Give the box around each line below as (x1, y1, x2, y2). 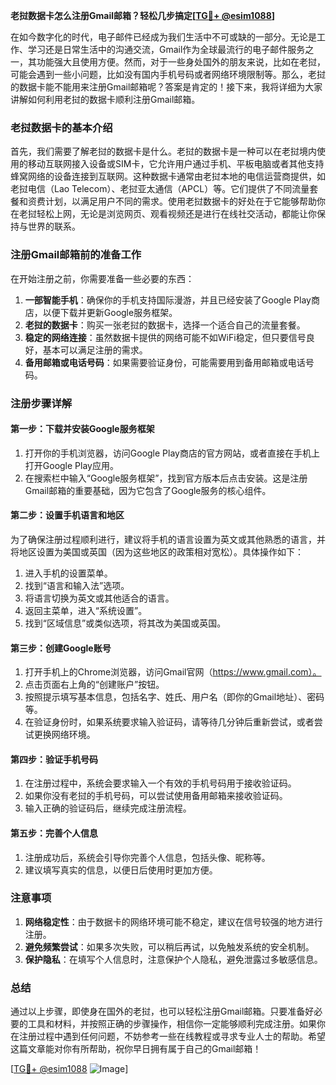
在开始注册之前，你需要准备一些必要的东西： (10, 272, 195, 284)
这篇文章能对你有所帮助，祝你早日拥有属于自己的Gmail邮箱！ (10, 1043, 262, 1055)
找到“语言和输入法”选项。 (24, 579, 130, 591)
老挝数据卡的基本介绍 (10, 120, 113, 134)
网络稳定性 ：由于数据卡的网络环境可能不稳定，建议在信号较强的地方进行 (24, 915, 323, 928)
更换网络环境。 (33, 729, 96, 741)
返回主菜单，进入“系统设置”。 (24, 604, 148, 616)
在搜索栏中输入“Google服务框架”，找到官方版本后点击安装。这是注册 (24, 472, 308, 484)
